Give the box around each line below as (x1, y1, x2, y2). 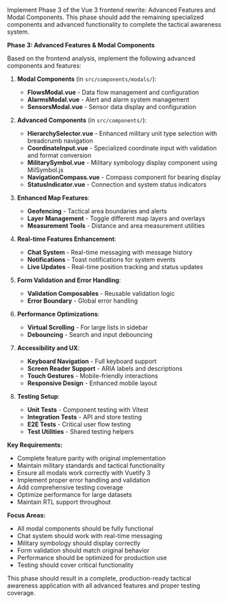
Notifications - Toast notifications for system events (27, 255, 176, 264)
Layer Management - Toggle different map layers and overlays (27, 214, 205, 222)
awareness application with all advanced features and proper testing (7, 581, 201, 590)
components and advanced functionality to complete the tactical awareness (7, 21, 221, 28)
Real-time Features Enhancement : (16, 235, 116, 243)
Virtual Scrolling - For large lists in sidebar (27, 323, 149, 332)
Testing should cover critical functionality (16, 561, 134, 569)
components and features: (7, 62, 82, 69)
